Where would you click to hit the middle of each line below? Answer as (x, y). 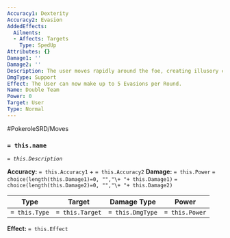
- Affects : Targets (41, 39)
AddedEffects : (27, 26)
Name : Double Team (33, 90)
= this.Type (30, 213)
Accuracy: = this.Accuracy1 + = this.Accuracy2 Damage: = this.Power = (111, 171)
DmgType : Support (32, 77)
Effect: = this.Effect (38, 229)
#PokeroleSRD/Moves (38, 128)
